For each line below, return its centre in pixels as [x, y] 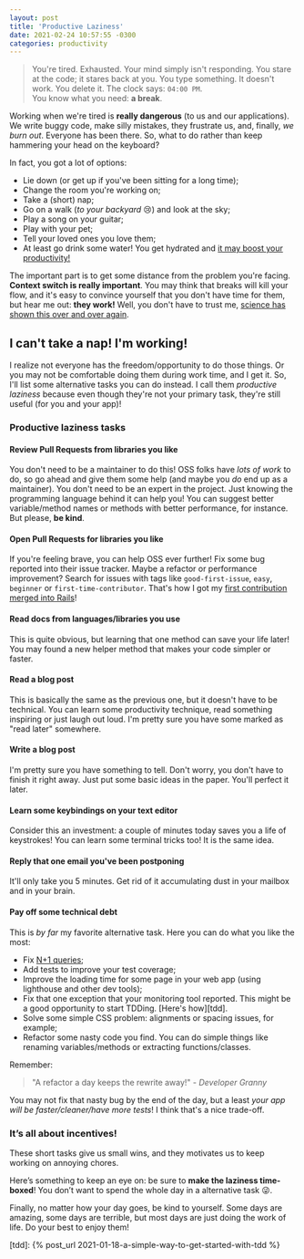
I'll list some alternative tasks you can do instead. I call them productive [143, 385]
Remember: [31, 1065]
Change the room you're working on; [91, 190]
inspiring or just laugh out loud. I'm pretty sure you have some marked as [147, 719]
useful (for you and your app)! [66, 404]
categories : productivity [58, 43]
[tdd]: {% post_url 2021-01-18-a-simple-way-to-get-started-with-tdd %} [145, 1244]
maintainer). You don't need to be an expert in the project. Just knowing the [151, 489]
